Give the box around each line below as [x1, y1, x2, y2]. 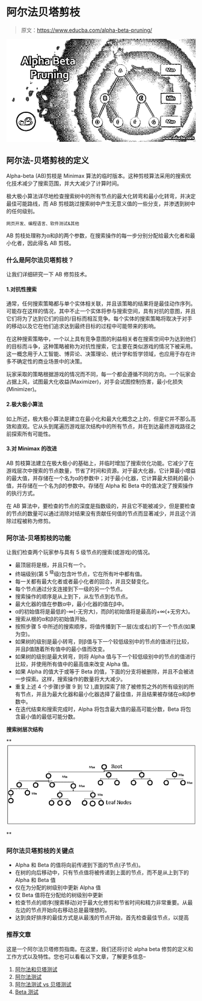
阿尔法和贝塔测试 [14, 966, 58, 973]
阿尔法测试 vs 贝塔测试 [14, 981, 72, 988]
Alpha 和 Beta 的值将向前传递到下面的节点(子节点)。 [14, 862, 144, 869]
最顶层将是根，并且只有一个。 [14, 561, 89, 568]
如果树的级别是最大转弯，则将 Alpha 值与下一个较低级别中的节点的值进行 [14, 653, 196, 660]
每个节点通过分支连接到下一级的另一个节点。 [14, 585, 126, 592]
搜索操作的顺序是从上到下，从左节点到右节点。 [14, 592, 131, 600]
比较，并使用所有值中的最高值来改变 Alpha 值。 [14, 660, 133, 668]
